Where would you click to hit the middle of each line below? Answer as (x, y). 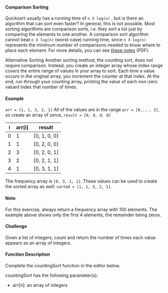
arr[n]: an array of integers (40, 285)
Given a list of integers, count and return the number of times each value (80, 238)
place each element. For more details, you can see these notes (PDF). (77, 50)
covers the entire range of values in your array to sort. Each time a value (80, 71)
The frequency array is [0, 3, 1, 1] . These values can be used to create (81, 181)
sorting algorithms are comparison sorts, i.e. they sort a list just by (74, 29)
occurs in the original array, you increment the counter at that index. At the (82, 76)
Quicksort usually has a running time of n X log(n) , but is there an (74, 18)
